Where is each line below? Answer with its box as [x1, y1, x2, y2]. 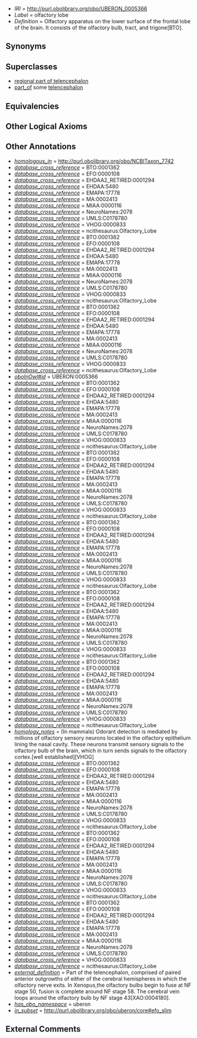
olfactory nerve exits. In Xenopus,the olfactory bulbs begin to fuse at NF [14, 981, 192, 988]
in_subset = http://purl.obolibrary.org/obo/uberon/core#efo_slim [14, 1006, 172, 1014]
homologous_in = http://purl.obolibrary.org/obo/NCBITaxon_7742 [14, 157, 174, 165]
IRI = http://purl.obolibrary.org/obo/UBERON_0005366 [14, 5, 148, 12]
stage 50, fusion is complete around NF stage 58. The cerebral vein [14, 987, 180, 995]
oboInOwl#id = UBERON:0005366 [14, 373, 98, 380]
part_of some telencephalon [14, 84, 83, 91]
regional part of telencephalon [14, 78, 89, 85]
